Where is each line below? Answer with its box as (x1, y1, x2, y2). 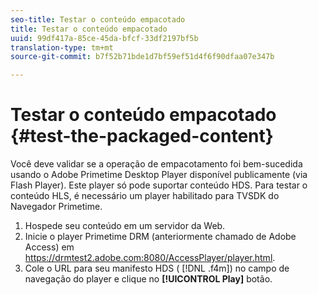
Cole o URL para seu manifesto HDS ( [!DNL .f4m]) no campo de (24, 262, 290, 275)
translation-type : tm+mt (10, 42, 114, 53)
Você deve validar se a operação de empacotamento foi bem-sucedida (10, 158, 303, 170)
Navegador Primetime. (10, 201, 103, 213)
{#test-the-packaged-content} (10, 125, 274, 148)
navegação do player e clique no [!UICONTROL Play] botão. (24, 273, 273, 285)
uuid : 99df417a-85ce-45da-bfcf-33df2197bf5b (10, 33, 199, 43)
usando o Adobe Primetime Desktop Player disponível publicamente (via (10, 169, 308, 181)
